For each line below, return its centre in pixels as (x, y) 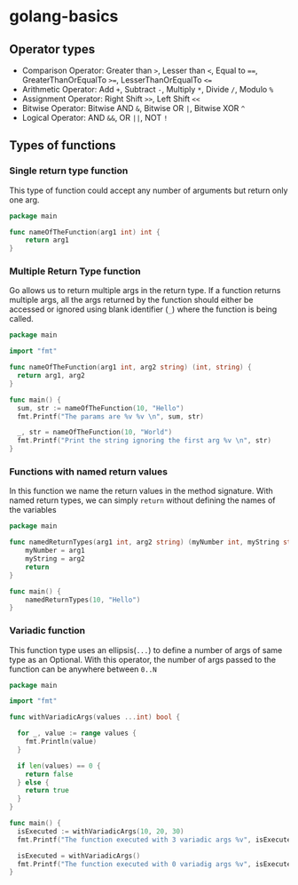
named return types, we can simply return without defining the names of (143, 500)
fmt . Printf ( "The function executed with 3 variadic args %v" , (134, 840)
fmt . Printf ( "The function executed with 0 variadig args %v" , (134, 864)
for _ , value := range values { (77, 734)
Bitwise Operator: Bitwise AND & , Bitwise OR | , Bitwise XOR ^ (133, 108)
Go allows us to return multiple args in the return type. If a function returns (145, 291)
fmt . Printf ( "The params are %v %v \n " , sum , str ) (110, 416)
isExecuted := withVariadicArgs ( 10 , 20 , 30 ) (101, 831)
